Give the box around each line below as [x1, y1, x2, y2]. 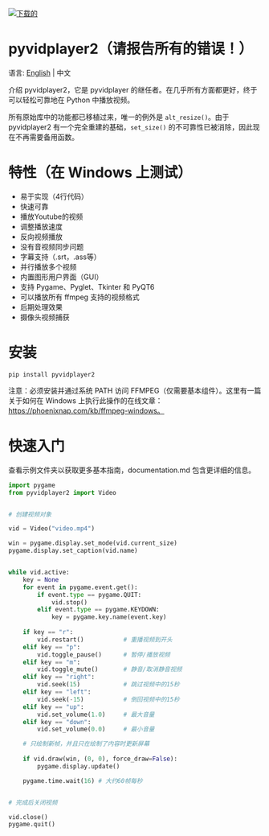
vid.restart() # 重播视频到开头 [37, 636, 173, 644]
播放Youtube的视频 [19, 212, 84, 221]
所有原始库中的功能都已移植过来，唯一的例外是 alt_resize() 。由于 [8, 112, 230, 121]
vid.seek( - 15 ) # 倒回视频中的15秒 [37, 695, 180, 703]
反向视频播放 [19, 232, 63, 241]
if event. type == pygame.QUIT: [37, 591, 142, 599]
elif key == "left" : [22, 688, 92, 696]
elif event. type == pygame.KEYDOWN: [37, 606, 160, 614]
